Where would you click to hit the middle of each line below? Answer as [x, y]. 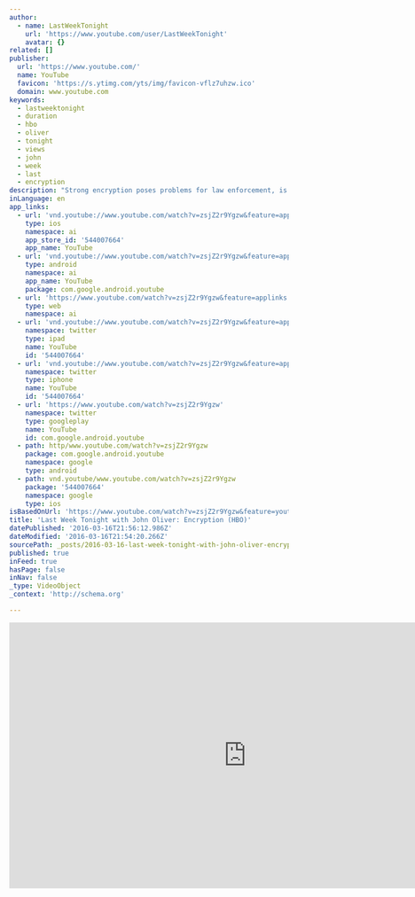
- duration [37, 116]
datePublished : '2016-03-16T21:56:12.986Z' [91, 528]
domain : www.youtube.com [63, 91]
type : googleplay [57, 421]
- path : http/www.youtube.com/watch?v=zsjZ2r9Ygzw [113, 446]
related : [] [31, 51]
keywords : [27, 100]
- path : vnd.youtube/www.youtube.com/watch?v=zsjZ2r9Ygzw [127, 479]
